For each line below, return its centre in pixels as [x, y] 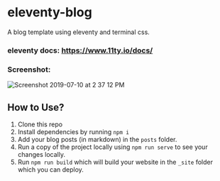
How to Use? [36, 107]
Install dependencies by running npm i [73, 131]
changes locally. [42, 154]
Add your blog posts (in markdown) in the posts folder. [97, 139]
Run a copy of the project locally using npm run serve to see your [112, 147]
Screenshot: [29, 70]
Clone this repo [40, 124]
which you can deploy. [50, 169]
